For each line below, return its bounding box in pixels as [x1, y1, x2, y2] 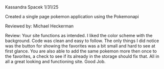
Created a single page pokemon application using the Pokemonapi [5, 14, 139, 19]
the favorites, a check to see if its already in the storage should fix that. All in [5, 53, 160, 59]
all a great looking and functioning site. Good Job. [5, 59, 106, 64]
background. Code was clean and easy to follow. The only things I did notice [5, 38, 159, 44]
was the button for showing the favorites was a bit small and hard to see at [5, 43, 156, 48]
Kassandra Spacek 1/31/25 [5, 4, 59, 10]
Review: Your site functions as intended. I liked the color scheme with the [5, 33, 153, 38]
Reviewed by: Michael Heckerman [5, 23, 74, 29]
